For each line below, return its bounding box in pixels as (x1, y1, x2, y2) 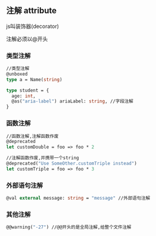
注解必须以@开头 (6, 35, 48, 42)
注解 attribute (6, 5, 57, 16)
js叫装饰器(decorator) (6, 23, 60, 30)
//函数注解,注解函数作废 (6, 133, 59, 139)
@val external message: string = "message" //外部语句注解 (6, 195, 151, 201)
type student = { (6, 87, 49, 94)
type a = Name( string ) (6, 76, 63, 82)
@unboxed (6, 71, 28, 77)
